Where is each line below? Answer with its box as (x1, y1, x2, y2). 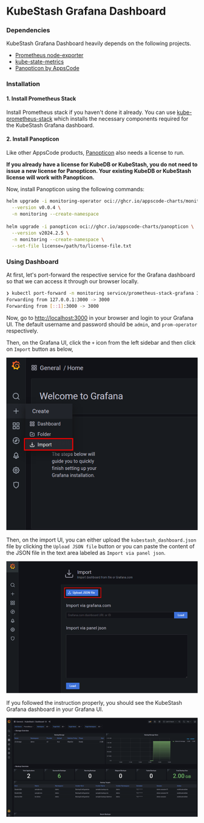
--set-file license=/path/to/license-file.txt (12, 242, 132, 249)
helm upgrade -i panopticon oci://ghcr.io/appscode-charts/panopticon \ (6, 224, 194, 230)
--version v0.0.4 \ (12, 204, 61, 211)
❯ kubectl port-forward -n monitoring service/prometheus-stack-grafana (6, 291, 194, 297)
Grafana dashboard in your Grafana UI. (6, 705, 103, 713)
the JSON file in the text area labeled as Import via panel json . (6, 549, 166, 556)
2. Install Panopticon (6, 135, 59, 143)
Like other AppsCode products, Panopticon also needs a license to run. (6, 149, 185, 156)
